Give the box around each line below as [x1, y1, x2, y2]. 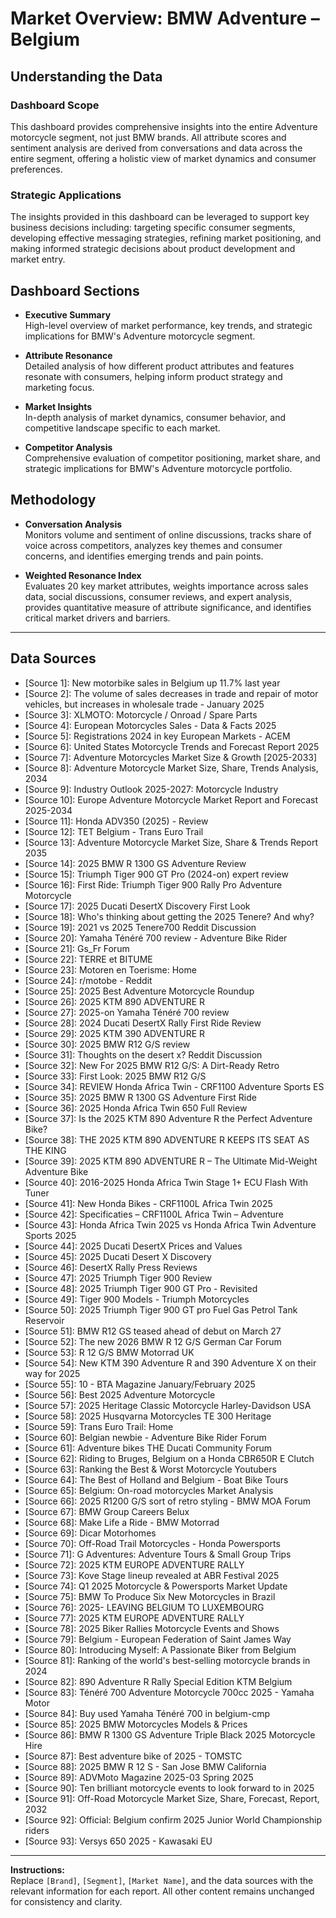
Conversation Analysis [24, 518, 123, 530]
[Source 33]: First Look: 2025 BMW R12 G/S [24, 1070, 207, 1082]
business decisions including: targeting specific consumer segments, [10, 222, 296, 234]
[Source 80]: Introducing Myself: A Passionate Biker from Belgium [24, 1643, 297, 1656]
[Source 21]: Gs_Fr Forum [24, 942, 130, 954]
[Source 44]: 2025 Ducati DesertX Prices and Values [24, 1240, 243, 1252]
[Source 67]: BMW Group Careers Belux [24, 1505, 190, 1517]
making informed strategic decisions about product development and [10, 243, 296, 255]
